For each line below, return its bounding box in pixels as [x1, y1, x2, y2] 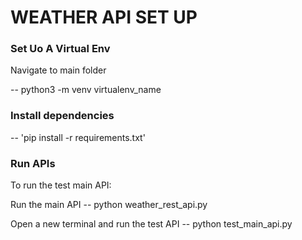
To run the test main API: [10, 179, 112, 191]
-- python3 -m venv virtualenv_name [10, 84, 162, 96]
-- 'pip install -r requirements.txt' [10, 131, 146, 143]
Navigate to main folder [10, 64, 107, 76]
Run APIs [10, 156, 56, 170]
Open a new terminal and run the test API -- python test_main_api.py [10, 218, 293, 230]
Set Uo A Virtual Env [10, 42, 111, 56]
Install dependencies [10, 109, 115, 123]
